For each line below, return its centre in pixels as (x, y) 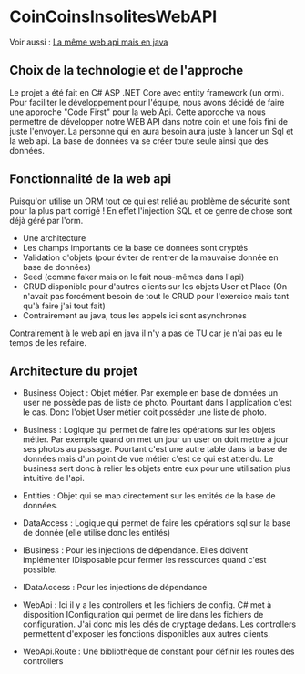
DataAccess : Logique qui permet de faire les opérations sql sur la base (157, 523)
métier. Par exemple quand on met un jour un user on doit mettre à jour (156, 439)
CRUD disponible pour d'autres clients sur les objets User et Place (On (155, 286)
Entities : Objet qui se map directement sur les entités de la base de (149, 496)
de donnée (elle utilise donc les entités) (97, 533)
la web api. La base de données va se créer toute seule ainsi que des (139, 141)
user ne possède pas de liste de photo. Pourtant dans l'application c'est (158, 403)
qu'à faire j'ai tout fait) (64, 306)
